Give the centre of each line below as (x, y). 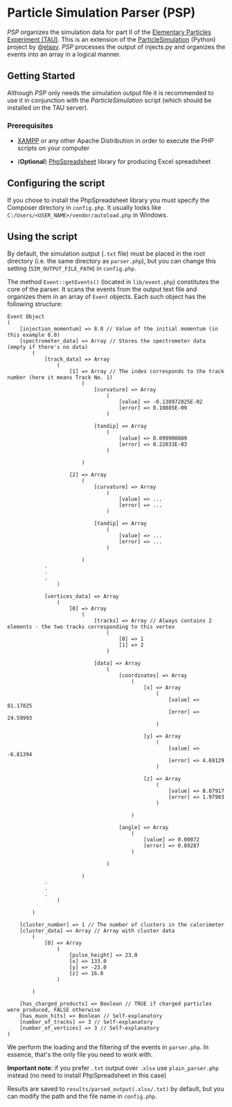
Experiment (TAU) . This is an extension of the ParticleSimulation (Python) (111, 39)
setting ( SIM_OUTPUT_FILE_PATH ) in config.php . (72, 268)
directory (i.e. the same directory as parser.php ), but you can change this (112, 261)
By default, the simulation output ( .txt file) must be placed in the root (106, 253)
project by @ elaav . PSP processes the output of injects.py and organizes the (116, 47)
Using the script (42, 237)
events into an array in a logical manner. (64, 54)
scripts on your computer (53, 148)
